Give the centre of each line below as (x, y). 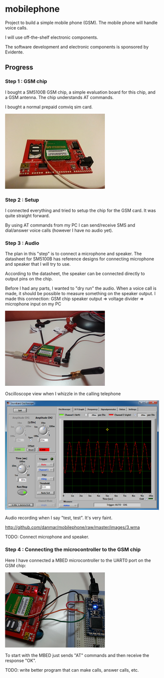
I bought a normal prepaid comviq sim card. (49, 107)
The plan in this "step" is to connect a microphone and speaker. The (73, 254)
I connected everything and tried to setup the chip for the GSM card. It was (81, 210)
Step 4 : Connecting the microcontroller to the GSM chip (73, 550)
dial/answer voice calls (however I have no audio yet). (59, 230)
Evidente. (15, 52)
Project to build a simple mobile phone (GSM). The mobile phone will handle (81, 23)
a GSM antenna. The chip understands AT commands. (59, 97)
